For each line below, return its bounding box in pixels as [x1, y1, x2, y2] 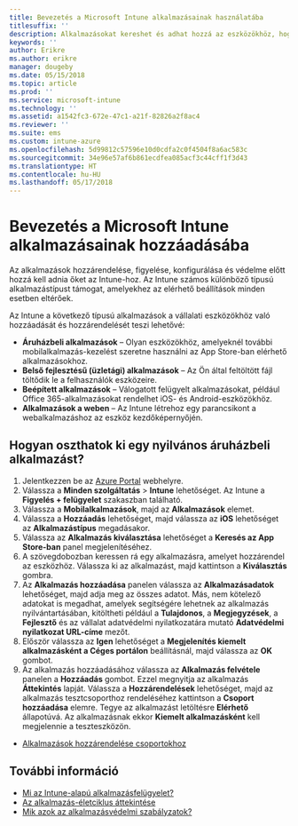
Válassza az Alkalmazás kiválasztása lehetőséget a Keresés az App [21, 532, 275, 543]
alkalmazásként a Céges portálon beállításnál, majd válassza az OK [21, 645, 273, 655]
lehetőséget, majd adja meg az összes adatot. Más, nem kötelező [21, 588, 262, 600]
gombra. [21, 569, 53, 580]
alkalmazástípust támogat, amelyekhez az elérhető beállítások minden [9, 283, 265, 294]
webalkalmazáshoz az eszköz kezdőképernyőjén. [21, 412, 203, 423]
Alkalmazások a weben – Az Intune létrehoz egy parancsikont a [21, 403, 257, 414]
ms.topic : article [9, 79, 77, 88]
